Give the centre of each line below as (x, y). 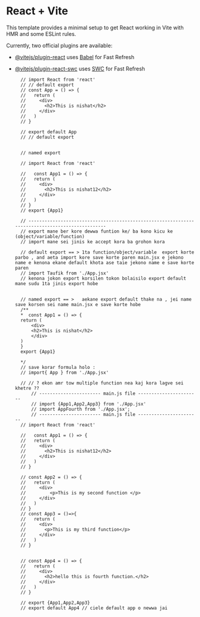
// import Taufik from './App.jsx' (65, 273)
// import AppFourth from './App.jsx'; (80, 409)
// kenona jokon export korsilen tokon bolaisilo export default (103, 278)
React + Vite (37, 11)
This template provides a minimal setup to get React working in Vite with (95, 28)
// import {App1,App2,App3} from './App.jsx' (88, 404)
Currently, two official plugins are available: (59, 45)
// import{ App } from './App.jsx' (65, 372)
